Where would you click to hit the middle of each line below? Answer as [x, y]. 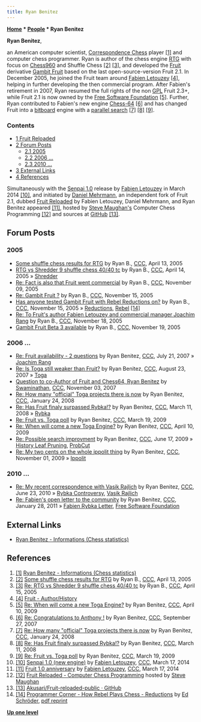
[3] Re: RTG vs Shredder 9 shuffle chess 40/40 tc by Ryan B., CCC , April [105, 585]
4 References [32, 177]
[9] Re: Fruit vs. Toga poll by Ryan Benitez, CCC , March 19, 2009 [95, 656]
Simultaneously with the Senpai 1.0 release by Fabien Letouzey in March [96, 188]
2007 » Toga [31, 375]
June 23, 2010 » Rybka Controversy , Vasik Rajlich [76, 493]
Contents [21, 125]
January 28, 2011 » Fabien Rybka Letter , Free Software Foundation [97, 506]
